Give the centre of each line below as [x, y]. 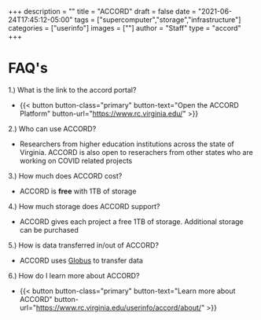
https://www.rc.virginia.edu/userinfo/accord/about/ [119, 307]
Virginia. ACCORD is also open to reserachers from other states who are [136, 152]
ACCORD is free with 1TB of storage [78, 191]
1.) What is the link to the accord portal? [72, 90]
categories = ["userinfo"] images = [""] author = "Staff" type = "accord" [125, 28]
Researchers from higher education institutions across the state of [127, 144]
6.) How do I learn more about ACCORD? [74, 275]
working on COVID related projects [76, 160]
